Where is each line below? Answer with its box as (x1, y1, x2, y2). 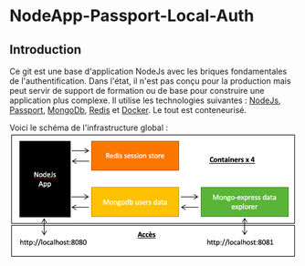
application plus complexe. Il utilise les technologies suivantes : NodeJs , (9, 95, 281, 106)
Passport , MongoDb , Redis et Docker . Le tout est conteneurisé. (9, 105, 247, 115)
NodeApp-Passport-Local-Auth (9, 5, 255, 26)
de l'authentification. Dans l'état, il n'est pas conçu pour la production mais (9, 76, 291, 87)
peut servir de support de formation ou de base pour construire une (9, 86, 265, 96)
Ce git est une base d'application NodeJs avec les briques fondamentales (9, 66, 288, 77)
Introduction (9, 42, 82, 57)
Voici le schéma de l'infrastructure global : (9, 122, 169, 133)
